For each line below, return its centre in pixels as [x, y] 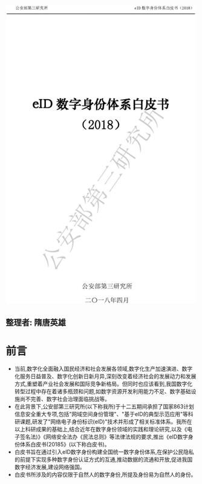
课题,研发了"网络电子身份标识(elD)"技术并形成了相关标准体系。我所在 [106, 422]
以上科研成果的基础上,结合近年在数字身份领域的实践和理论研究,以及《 [101, 430]
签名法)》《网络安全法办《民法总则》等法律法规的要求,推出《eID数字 [104, 437]
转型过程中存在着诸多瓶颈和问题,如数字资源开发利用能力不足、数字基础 [103, 391]
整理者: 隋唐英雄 [36, 323]
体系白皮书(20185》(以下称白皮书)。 [65, 445]
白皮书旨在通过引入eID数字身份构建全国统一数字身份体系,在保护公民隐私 [104, 452]
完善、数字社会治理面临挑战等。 [70, 399]
